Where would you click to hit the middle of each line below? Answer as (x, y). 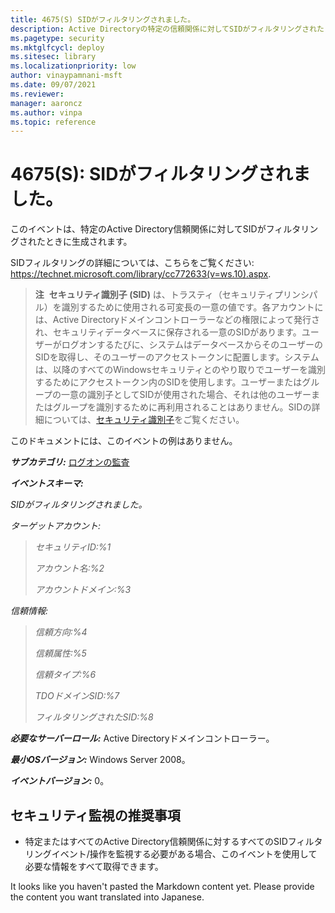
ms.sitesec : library (53, 57)
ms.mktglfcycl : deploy (57, 47)
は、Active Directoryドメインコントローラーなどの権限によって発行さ (177, 320)
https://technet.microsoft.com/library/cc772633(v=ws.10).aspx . (141, 274)
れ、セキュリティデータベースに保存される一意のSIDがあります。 (168, 332)
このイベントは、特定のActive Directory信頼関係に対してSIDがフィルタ (156, 229)
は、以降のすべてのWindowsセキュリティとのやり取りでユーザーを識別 (180, 370)
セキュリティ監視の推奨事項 (95, 815)
